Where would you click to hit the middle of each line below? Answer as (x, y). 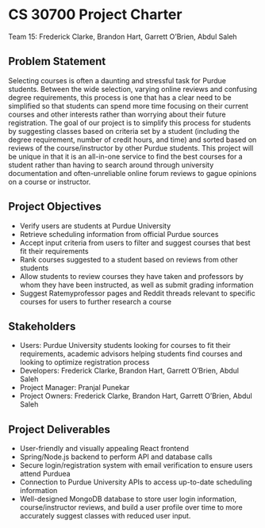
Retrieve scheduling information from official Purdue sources (119, 234)
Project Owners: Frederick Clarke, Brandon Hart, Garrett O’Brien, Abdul (136, 396)
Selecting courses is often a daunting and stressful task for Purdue (117, 80)
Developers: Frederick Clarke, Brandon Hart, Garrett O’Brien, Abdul (129, 371)
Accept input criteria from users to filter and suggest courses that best (135, 243)
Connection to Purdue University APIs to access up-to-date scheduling (136, 482)
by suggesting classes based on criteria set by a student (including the (124, 131)
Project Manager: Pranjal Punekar (75, 388)
